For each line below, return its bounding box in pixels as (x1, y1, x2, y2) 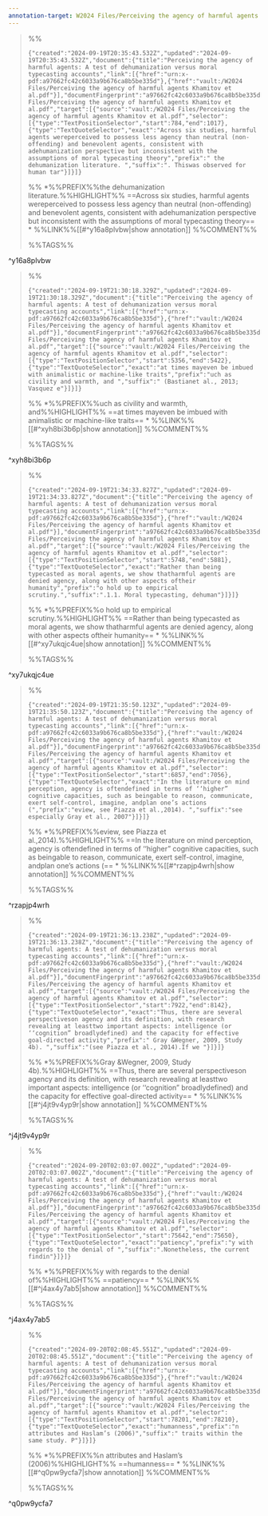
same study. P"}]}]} (27, 1436, 97, 1444)
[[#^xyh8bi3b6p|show (27, 424, 101, 433)
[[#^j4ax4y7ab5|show (27, 1283, 100, 1293)
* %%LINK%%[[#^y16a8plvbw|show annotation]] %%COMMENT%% (27, 225, 258, 234)
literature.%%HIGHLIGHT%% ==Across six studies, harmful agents (27, 190, 250, 200)
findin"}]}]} (27, 1252, 72, 1260)
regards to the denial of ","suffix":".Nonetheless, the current (27, 1245, 250, 1254)
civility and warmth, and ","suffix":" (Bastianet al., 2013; (27, 377, 239, 385)
